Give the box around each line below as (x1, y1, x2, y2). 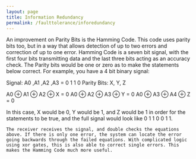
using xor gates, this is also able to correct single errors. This (6, 142, 179, 148)
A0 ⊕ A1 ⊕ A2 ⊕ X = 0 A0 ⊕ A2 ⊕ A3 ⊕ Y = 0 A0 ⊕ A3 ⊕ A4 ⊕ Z (6, 91, 191, 98)
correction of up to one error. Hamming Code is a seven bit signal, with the (6, 49, 189, 56)
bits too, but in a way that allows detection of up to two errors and (6, 42, 167, 49)
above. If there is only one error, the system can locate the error (6, 132, 182, 138)
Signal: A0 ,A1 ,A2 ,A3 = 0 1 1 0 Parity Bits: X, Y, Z (6, 79, 127, 86)
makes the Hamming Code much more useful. (6, 147, 113, 154)
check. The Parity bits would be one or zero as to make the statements (6, 61, 179, 68)
